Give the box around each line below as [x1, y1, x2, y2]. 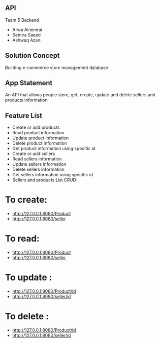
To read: [5, 233, 40, 244]
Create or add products [12, 124, 60, 130]
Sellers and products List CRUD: [12, 177, 78, 183]
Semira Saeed [12, 32, 41, 38]
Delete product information [12, 140, 67, 146]
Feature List [5, 111, 42, 120]
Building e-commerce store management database [5, 64, 108, 71]
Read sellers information [12, 156, 62, 162]
